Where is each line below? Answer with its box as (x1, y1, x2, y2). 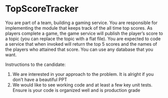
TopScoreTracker (5, 3, 79, 15)
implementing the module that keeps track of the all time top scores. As (5, 25, 153, 31)
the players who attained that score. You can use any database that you (5, 46, 153, 52)
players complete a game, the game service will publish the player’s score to (5, 30, 163, 36)
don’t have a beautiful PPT (12, 76, 68, 82)
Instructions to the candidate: (5, 61, 66, 67)
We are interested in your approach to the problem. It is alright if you (12, 71, 154, 77)
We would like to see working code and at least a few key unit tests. (12, 81, 153, 88)
